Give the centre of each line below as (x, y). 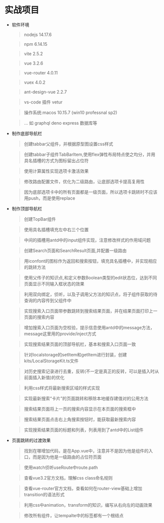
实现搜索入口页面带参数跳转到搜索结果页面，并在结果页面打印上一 (91, 311)
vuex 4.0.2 (35, 82)
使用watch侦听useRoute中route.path (61, 467)
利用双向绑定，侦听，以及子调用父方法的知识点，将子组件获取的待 (91, 294)
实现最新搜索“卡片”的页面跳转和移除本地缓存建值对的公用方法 (86, 398)
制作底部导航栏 (27, 133)
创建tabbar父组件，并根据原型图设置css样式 (68, 144)
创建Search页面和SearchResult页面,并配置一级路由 (75, 250)
